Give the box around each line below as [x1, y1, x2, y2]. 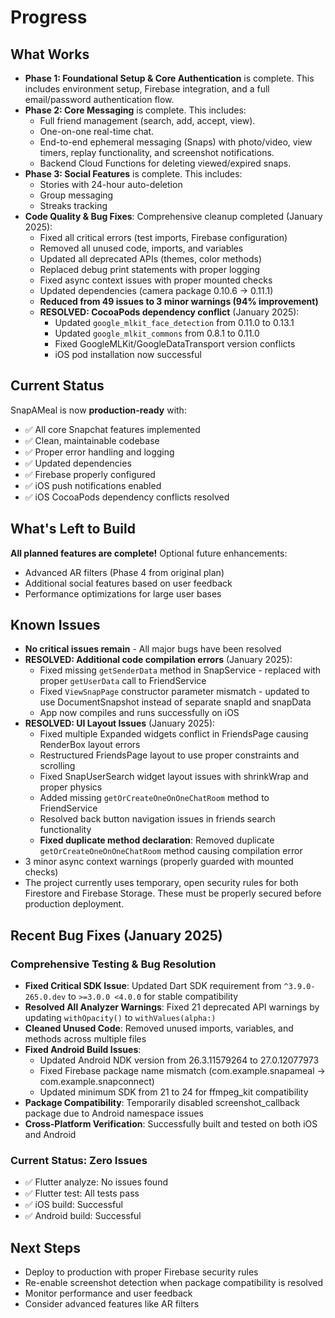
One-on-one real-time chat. [39, 126, 155, 137]
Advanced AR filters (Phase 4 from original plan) [24, 566, 225, 578]
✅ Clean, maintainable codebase [24, 434, 160, 446]
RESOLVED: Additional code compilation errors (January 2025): [24, 654, 293, 666]
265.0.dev [24, 992, 67, 1003]
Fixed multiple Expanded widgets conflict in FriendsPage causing [39, 728, 309, 740]
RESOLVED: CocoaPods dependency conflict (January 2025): [39, 306, 300, 318]
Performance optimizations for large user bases [24, 587, 222, 600]
